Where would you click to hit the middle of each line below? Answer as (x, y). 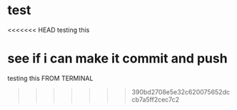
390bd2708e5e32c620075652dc (181, 92)
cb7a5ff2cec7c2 (156, 99)
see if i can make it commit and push (117, 59)
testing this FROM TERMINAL (50, 78)
